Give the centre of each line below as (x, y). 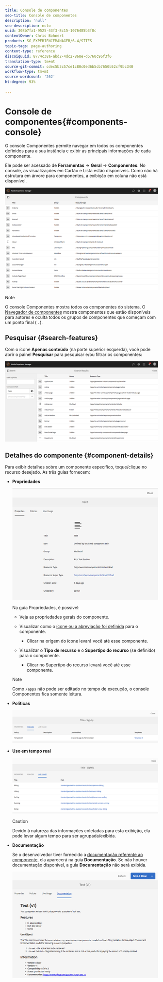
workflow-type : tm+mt (27, 72)
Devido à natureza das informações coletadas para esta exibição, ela (81, 831)
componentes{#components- (66, 122)
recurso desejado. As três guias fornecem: (48, 472)
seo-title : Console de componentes (41, 15)
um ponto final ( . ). (24, 322)
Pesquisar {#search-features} (52, 338)
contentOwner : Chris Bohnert (34, 36)
